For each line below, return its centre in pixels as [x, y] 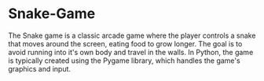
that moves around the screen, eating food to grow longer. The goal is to [125, 43]
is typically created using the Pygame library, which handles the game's [125, 61]
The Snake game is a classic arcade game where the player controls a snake [132, 35]
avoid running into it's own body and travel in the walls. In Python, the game [131, 52]
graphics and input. [40, 68]
